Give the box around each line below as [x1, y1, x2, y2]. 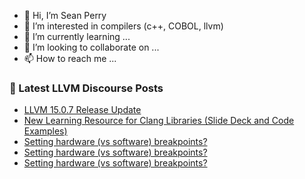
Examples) [23, 125, 68, 137]
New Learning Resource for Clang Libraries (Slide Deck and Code [23, 115, 295, 127]
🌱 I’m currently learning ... [23, 31, 131, 42]
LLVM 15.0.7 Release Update [23, 104, 142, 116]
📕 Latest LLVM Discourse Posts [9, 81, 164, 95]
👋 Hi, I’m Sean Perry [23, 10, 107, 21]
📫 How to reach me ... [23, 53, 117, 64]
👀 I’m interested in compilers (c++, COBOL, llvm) [23, 20, 224, 32]
